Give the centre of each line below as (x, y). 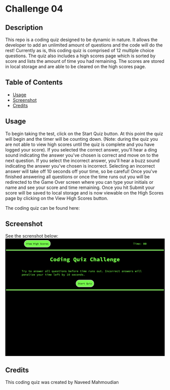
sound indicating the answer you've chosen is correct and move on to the (82, 155)
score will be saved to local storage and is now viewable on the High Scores (84, 192)
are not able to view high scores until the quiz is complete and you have (80, 144)
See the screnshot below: (32, 236)
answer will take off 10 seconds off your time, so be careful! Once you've (81, 171)
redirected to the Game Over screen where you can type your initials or (79, 182)
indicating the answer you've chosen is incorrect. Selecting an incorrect (80, 166)
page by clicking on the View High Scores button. (57, 198)
